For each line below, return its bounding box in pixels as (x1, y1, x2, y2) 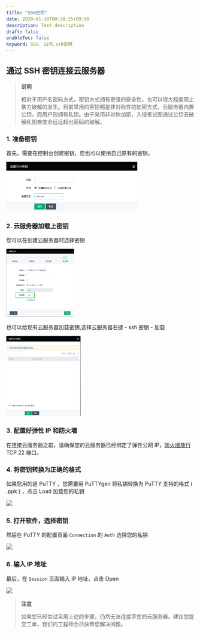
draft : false (6, 29, 39, 35)
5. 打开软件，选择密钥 (6, 516, 69, 525)
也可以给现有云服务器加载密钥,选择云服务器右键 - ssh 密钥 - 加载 (6, 323, 165, 330)
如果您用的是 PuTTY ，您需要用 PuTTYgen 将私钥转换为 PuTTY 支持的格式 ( (6, 480, 193, 487)
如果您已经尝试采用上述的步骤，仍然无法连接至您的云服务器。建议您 (20, 613, 189, 620)
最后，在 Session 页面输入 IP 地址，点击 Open (6, 575, 119, 582)
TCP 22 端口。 (6, 449, 42, 456)
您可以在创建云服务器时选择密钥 (6, 236, 85, 243)
